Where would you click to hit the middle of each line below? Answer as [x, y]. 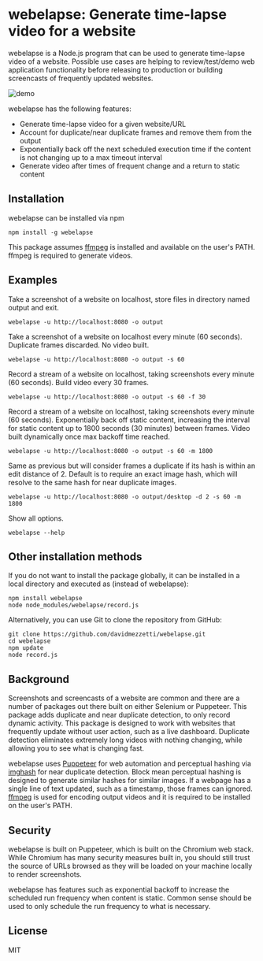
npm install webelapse [45, 599]
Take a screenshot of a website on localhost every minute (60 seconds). [125, 336]
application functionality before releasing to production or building [115, 69]
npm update [26, 648]
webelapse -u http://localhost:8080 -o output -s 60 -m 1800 [111, 451]
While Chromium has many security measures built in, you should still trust [129, 857]
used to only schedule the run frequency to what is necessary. [109, 906]
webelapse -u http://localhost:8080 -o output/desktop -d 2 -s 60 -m [125, 497]
